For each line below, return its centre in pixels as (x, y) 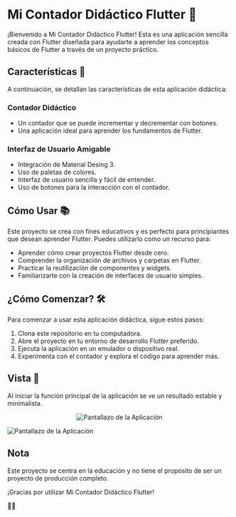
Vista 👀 (23, 378)
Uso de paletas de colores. (57, 172)
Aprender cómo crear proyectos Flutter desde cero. (93, 253)
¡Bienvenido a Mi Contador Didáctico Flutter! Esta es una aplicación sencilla (118, 34)
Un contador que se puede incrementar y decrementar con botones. (118, 123)
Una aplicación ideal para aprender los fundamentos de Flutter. (110, 130)
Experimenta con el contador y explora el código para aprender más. (118, 356)
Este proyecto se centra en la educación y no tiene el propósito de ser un (114, 471)
